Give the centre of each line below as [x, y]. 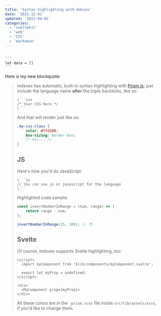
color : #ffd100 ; [42, 131]
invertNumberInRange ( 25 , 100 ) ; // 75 [55, 224]
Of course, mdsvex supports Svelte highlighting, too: [69, 251]
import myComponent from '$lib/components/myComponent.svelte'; [88, 264]
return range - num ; [46, 211]
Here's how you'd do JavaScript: [49, 171]
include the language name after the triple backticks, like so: [77, 91]
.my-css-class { [33, 126]
